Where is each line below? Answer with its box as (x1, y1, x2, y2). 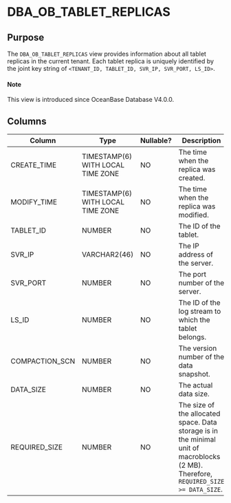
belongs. (178, 332, 207, 342)
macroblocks (178, 452, 221, 462)
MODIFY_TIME (10, 197, 57, 207)
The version (178, 343, 217, 353)
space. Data (178, 418, 217, 427)
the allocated (178, 409, 221, 418)
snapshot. (178, 370, 211, 379)
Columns (7, 115, 47, 127)
